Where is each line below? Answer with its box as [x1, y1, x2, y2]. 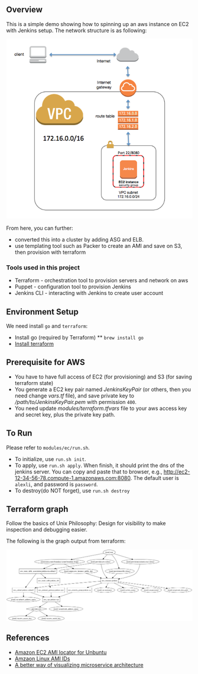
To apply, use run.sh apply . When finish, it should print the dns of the [14, 462, 184, 469]
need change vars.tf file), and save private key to [14, 392, 135, 399]
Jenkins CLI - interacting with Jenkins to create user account [14, 290, 164, 297]
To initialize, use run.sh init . [14, 455, 86, 462]
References [6, 633, 50, 643]
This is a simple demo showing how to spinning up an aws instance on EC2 [6, 20, 189, 27]
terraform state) [14, 379, 54, 386]
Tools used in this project [6, 263, 80, 272]
